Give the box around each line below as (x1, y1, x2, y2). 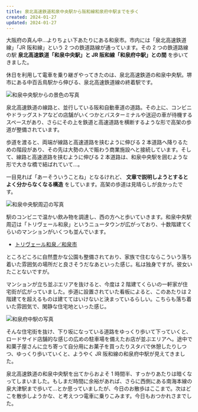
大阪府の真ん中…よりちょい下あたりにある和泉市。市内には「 (6, 37, 155, 44)
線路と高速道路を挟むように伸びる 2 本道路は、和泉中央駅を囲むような (16, 153, 188, 160)
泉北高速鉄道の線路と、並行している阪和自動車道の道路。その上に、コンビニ (6, 104, 192, 111)
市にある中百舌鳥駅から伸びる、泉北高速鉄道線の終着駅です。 (6, 79, 156, 86)
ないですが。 (21, 268, 53, 275)
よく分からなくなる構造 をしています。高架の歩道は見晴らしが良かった (6, 181, 178, 188)
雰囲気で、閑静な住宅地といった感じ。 (16, 303, 110, 310)
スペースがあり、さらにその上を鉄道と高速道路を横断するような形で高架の (6, 119, 187, 126)
